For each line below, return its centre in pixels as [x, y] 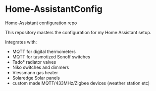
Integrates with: [21, 42]
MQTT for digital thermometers [44, 51]
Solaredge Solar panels [36, 78]
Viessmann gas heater [35, 72]
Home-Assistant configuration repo [41, 23]
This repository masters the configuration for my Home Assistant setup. [78, 32]
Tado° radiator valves [34, 62]
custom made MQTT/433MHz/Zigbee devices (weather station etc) [81, 83]
